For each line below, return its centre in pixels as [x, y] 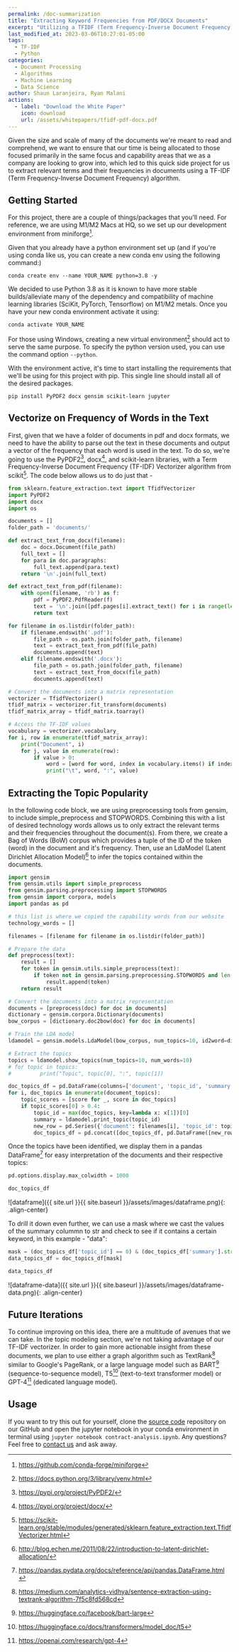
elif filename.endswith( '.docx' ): [72, 659]
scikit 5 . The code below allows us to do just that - [80, 475]
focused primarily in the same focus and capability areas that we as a [110, 155]
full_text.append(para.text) [77, 567]
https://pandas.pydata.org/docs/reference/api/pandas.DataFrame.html [122, 1570]
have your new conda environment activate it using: [84, 312]
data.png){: [24, 1292]
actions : [21, 100]
